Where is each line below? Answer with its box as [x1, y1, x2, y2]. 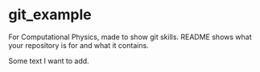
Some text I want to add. [8, 56, 90, 66]
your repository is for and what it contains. [8, 40, 149, 50]
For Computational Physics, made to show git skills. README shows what [8, 32, 252, 42]
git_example [8, 6, 92, 24]
